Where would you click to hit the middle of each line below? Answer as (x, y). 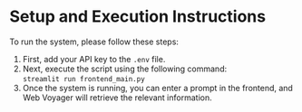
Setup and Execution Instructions (137, 17)
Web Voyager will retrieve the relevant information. (117, 98)
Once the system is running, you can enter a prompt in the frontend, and (157, 88)
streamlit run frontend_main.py (83, 79)
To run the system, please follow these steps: (94, 42)
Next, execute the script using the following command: (125, 69)
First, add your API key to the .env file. (94, 59)
